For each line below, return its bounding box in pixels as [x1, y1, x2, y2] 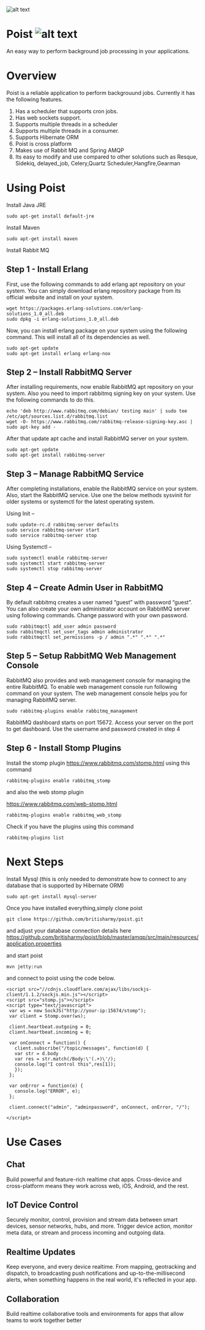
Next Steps [6, 855, 64, 869]
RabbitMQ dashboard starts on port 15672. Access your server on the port [6, 718, 194, 726]
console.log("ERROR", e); [14, 1088, 81, 1094]
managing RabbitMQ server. [6, 696, 77, 704]
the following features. [6, 96, 63, 103]
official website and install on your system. [6, 293, 114, 301]
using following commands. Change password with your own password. [6, 612, 188, 619]
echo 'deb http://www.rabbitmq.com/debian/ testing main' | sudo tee [6, 408, 188, 415]
